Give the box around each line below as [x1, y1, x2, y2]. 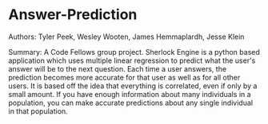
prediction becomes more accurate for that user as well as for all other [8, 72, 241, 82]
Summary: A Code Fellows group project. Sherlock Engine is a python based [8, 47, 260, 56]
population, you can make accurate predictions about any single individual [8, 98, 254, 107]
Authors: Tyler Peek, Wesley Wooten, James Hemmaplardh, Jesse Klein [8, 32, 245, 41]
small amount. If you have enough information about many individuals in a [8, 89, 251, 99]
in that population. [8, 106, 68, 116]
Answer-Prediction [8, 6, 138, 24]
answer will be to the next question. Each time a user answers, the [8, 64, 226, 73]
